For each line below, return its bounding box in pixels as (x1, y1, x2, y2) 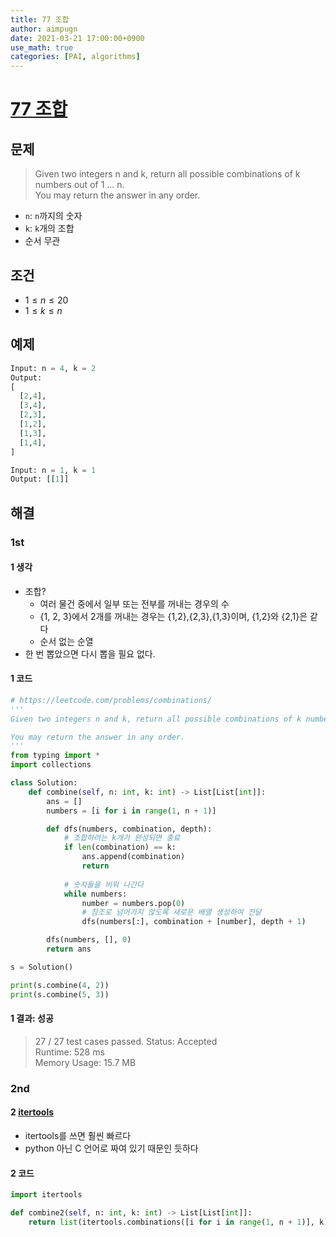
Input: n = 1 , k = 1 (10, 465, 97, 475)
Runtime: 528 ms (34, 1046, 105, 1058)
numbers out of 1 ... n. (34, 179, 125, 191)
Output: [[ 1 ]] (10, 474, 70, 485)
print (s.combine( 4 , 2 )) (10, 980, 110, 990)
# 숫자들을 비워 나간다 (63, 879, 144, 890)
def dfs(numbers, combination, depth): (46, 824, 213, 834)
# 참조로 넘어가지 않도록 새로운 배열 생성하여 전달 (81, 907, 262, 918)
